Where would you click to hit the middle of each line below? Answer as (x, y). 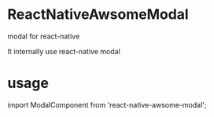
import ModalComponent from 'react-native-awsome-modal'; (107, 104)
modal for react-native (44, 36)
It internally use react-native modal (64, 51)
